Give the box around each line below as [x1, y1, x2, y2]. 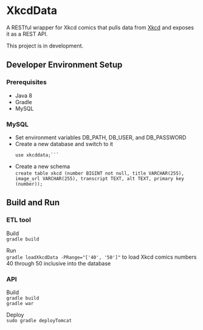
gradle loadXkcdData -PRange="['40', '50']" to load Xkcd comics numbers [6, 253, 197, 261]
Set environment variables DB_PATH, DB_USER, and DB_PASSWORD [15, 133, 187, 141]
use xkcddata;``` [15, 152, 60, 158]
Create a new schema [15, 163, 71, 170]
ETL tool [6, 216, 32, 224]
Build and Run [6, 197, 60, 208]
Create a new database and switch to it [15, 140, 114, 147]
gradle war [6, 300, 34, 306]
